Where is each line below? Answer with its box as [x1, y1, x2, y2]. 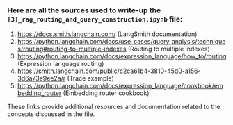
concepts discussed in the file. [7, 110, 95, 118]
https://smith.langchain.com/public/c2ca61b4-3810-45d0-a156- [17, 67, 201, 75]
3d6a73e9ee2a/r [17, 74, 66, 83]
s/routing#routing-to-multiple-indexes [17, 44, 127, 53]
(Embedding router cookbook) [63, 89, 150, 97]
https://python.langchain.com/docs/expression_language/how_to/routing [17, 52, 227, 60]
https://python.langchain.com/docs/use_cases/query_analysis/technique [17, 37, 226, 46]
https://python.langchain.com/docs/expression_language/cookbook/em [17, 82, 224, 90]
